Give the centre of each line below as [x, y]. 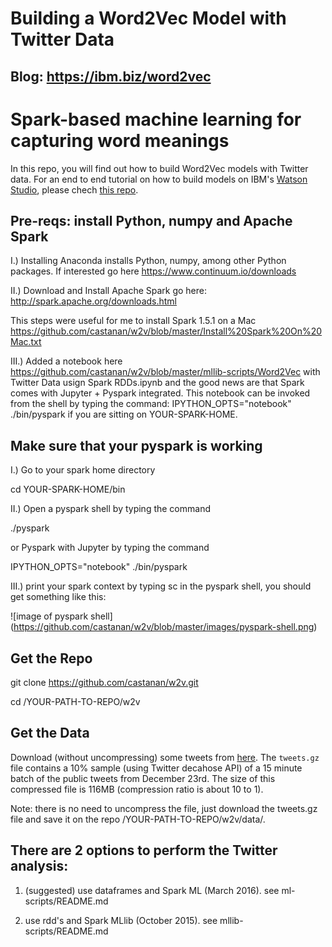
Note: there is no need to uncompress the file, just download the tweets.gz [164, 808]
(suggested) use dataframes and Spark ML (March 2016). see [152, 890]
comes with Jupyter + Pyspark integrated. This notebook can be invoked [160, 393]
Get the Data [50, 733]
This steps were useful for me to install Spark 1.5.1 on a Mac [133, 321]
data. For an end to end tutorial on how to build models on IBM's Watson [159, 179]
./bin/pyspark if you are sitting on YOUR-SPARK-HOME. [124, 414]
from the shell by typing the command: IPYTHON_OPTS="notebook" [151, 404]
